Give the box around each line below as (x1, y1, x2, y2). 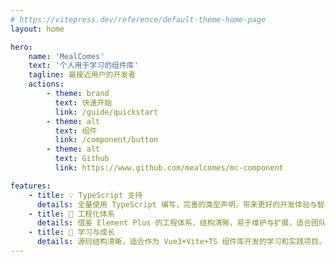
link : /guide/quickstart (54, 107, 159, 117)
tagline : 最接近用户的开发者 (28, 70, 137, 80)
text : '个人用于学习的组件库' (28, 61, 139, 71)
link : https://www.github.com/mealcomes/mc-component (54, 163, 284, 173)
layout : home (10, 24, 65, 34)
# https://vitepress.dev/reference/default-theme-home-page (10, 14, 267, 25)
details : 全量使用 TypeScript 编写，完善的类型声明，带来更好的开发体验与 (36, 199, 318, 210)
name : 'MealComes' (28, 51, 105, 61)
